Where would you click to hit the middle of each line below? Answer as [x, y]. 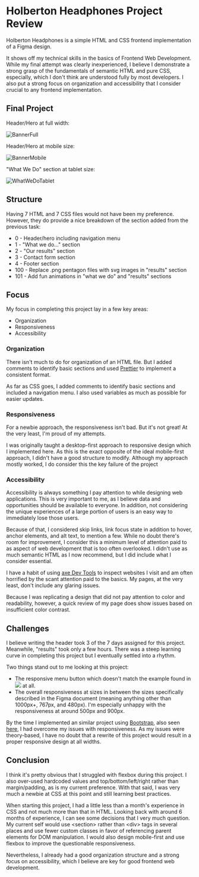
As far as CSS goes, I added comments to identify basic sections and [91, 386]
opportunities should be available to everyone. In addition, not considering [97, 505]
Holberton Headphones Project [84, 11]
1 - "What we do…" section [47, 244]
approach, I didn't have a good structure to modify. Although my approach [97, 458]
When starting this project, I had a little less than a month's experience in [95, 805]
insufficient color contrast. [38, 610]
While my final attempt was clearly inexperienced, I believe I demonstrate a [98, 64]
